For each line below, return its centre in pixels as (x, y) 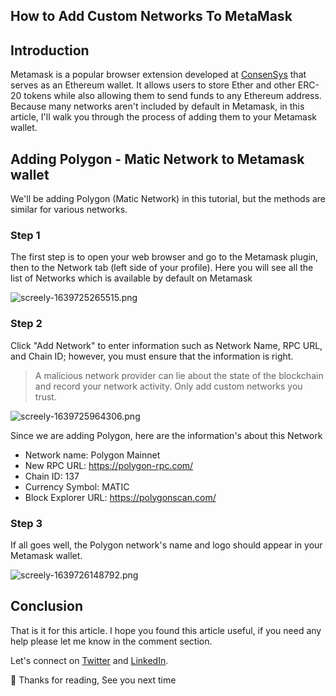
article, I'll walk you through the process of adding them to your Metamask (163, 117)
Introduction (50, 50)
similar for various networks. (69, 210)
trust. (45, 396)
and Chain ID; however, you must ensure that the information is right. (152, 356)
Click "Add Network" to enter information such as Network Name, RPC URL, (166, 345)
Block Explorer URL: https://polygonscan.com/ (120, 497)
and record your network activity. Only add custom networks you (168, 386)
